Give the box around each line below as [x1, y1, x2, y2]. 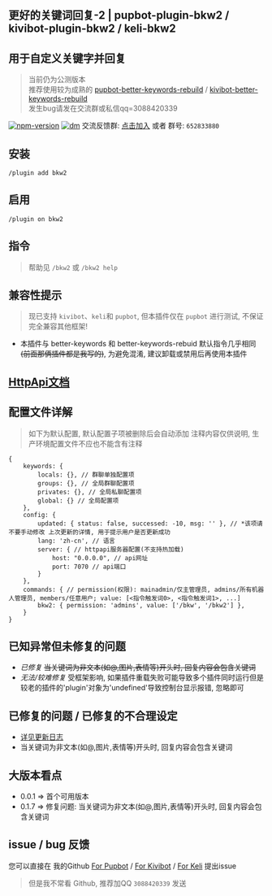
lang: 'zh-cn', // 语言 [37, 537, 115, 545]
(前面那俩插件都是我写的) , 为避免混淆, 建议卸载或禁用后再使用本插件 [19, 349, 248, 359]
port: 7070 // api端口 [51, 563, 127, 571]
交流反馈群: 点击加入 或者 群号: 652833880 [81, 121, 220, 131]
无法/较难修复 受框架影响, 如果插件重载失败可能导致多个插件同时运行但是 [19, 672, 264, 682]
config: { [23, 511, 57, 519]
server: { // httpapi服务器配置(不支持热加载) [37, 545, 184, 554]
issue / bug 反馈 [8, 837, 90, 852]
